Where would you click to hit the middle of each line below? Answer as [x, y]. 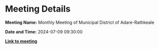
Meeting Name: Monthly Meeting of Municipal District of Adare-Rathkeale [80, 22]
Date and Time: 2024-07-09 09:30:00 [44, 32]
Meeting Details [38, 9]
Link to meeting [21, 41]
